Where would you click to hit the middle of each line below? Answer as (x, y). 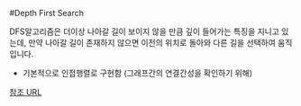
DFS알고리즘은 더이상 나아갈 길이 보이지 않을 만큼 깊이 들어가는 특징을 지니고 (144, 31)
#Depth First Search (46, 13)
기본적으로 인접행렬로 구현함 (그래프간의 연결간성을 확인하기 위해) (137, 73)
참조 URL (26, 92)
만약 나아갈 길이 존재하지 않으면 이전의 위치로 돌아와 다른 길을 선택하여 (152, 43)
